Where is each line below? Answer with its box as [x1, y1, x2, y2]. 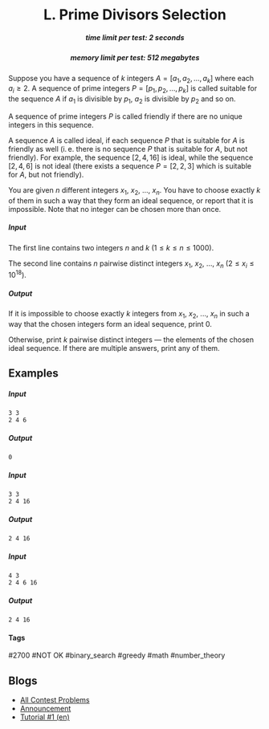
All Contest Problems [19, 695, 90, 705]
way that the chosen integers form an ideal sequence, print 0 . [8, 319, 213, 328]
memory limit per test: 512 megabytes [70, 53, 200, 63]
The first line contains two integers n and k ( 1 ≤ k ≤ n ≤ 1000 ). [8, 242, 214, 252]
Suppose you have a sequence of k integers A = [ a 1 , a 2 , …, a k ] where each [8, 73, 255, 85]
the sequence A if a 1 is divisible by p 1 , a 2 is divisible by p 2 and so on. [8, 94, 236, 105]
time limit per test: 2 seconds [85, 32, 185, 42]
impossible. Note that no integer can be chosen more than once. [8, 204, 222, 214]
